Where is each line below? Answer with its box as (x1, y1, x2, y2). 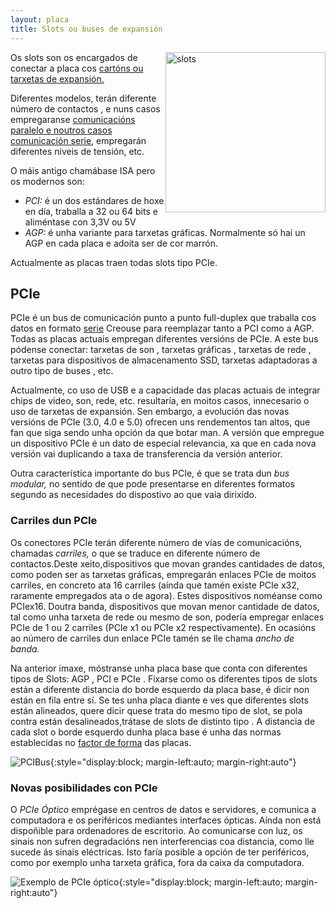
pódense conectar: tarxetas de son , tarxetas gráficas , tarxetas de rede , (10, 344, 312, 356)
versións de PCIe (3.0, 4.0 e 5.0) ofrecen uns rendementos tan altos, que (10, 416, 311, 428)
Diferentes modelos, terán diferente (10, 92, 157, 104)
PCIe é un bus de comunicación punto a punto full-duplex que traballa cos (10, 312, 317, 324)
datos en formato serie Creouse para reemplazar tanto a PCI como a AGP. (10, 322, 315, 335)
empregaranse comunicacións (10, 113, 136, 125)
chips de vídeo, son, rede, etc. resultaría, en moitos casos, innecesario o (10, 395, 310, 407)
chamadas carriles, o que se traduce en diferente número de (10, 547, 261, 559)
